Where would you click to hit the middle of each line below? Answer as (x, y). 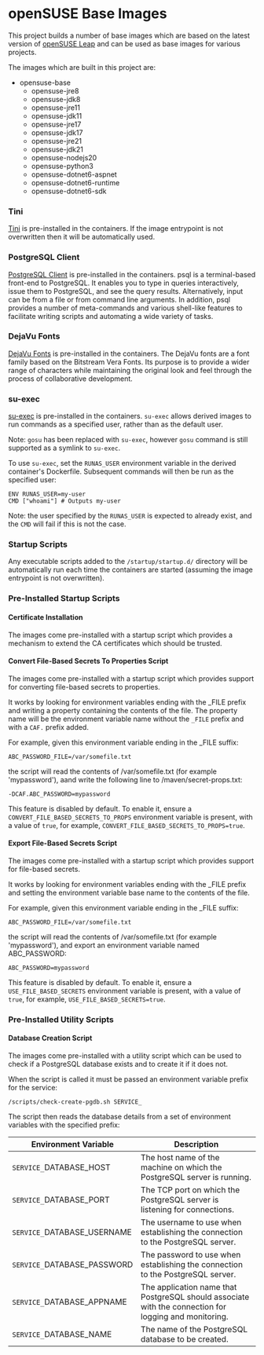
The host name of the (180, 1158)
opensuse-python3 (62, 166)
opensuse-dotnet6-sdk (69, 191)
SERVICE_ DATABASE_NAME (62, 1335)
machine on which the (181, 1167)
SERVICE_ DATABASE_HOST (62, 1167)
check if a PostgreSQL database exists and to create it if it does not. (118, 1064)
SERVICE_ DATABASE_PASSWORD (73, 1265)
